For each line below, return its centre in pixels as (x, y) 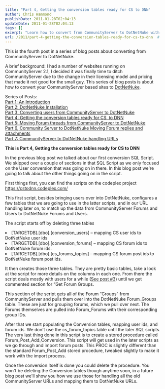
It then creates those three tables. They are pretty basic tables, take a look (81, 268)
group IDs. (16, 314)
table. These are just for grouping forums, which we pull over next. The (77, 304)
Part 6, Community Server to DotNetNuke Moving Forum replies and (74, 128)
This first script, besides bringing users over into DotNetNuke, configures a (81, 197)
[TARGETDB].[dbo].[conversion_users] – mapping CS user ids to (76, 233)
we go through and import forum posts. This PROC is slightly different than (81, 345)
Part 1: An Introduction (28, 102)
